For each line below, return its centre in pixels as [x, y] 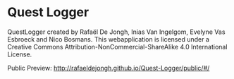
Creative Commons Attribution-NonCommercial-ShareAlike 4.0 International [117, 47]
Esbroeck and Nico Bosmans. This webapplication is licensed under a [109, 39]
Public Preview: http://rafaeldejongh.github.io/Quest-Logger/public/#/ [109, 68]
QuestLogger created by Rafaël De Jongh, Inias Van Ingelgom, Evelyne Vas [116, 32]
